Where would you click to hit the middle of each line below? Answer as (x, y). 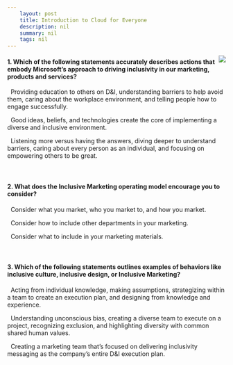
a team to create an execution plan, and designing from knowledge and (109, 297)
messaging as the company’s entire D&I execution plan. (86, 354)
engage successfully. (37, 107)
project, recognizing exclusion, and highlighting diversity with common (108, 325)
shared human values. (39, 333)
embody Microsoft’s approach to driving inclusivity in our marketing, (109, 69)
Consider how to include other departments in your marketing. (99, 222)
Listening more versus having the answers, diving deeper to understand (113, 141)
